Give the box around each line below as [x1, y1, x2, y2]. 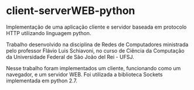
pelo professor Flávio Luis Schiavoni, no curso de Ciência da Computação [6, 47, 185, 54]
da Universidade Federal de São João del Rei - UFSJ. [6, 53, 134, 60]
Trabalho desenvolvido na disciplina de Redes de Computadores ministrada [6, 41, 189, 48]
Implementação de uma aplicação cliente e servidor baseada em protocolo [6, 23, 187, 30]
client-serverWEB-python [6, 4, 135, 18]
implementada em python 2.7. [6, 77, 78, 84]
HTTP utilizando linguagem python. [6, 29, 91, 36]
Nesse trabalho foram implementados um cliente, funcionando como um [6, 64, 181, 71]
